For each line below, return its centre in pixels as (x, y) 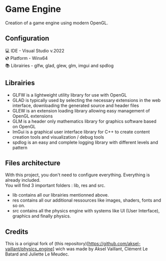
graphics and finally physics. (41, 216)
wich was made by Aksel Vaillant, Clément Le (101, 249)
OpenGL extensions (32, 116)
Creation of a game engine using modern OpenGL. (56, 23)
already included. (23, 180)
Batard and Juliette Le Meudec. (37, 254)
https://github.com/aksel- (114, 244)
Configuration (27, 38)
